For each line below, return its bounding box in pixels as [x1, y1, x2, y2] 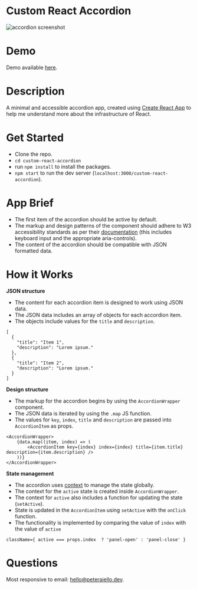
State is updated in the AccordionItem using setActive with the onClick [14, 506, 186, 513]
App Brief [6, 196, 54, 210]
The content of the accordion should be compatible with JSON [14, 241, 167, 248]
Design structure [6, 385, 49, 393]
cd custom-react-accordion [14, 158, 81, 163]
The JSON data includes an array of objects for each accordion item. [14, 311, 182, 318]
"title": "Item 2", [17, 360, 65, 366]
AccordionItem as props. [14, 422, 74, 429]
